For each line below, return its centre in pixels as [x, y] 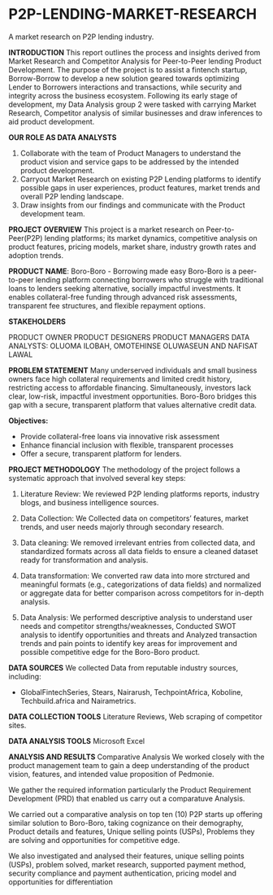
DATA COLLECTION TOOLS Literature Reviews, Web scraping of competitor [135, 716]
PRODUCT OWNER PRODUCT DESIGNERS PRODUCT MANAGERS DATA [129, 337]
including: [25, 676]
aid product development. [52, 121]
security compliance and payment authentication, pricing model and [123, 873]
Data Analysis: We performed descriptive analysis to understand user [136, 617]
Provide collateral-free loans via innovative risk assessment [120, 436]
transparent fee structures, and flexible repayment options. [107, 305]
